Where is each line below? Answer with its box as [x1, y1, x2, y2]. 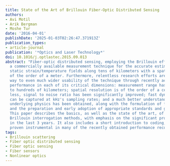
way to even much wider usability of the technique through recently [10, 78, 159, 83]
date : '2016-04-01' [5, 31, 47, 36]
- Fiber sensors [5, 149, 39, 154]
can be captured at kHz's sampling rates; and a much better [10, 97, 142, 102]
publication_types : [5, 40, 47, 46]
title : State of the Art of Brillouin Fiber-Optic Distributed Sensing [5, 7, 159, 13]
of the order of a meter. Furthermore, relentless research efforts [10, 73, 157, 78]
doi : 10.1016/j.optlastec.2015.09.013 [5, 54, 87, 60]
